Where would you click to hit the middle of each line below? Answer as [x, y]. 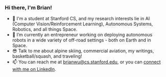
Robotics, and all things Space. [45, 29]
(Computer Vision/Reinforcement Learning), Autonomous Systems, [82, 24]
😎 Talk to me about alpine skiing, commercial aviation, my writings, [83, 51]
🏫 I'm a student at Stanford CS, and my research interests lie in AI [81, 19]
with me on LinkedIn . [34, 69]
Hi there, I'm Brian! [28, 8]
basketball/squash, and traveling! [47, 56]
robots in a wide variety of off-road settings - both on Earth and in [81, 40]
